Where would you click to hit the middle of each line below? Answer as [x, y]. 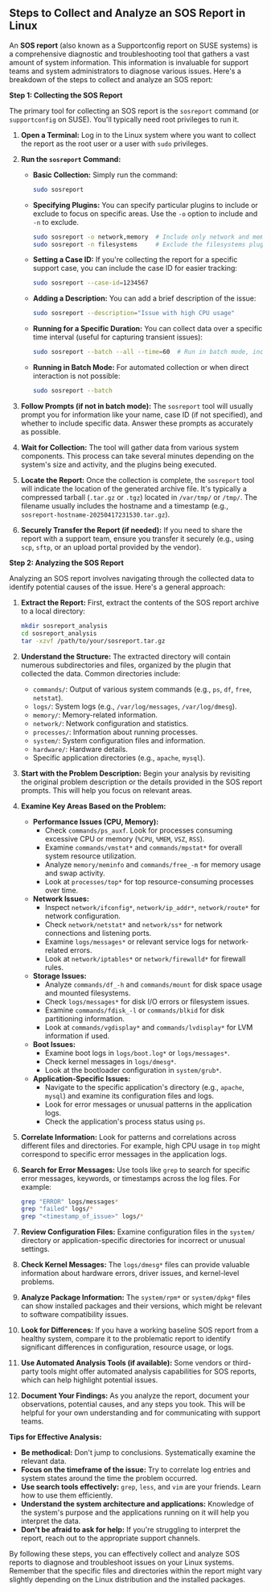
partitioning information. [85, 1018]
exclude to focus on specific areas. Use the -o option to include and [145, 214]
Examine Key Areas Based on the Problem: [93, 806]
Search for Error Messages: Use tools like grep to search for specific [135, 1170]
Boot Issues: [54, 1044]
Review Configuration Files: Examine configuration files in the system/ [138, 1232]
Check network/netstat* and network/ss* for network [133, 924]
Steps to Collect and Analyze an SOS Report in [127, 13]
